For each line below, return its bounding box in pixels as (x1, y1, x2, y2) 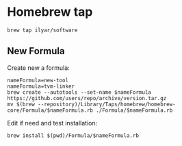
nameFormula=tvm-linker (7, 83, 75, 90)
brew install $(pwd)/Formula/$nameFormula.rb (7, 132, 139, 139)
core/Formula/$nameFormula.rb (7, 107, 94, 114)
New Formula (7, 45, 65, 57)
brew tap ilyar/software (7, 27, 78, 34)
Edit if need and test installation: (7, 119, 98, 127)
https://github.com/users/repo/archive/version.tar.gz (7, 95, 167, 101)
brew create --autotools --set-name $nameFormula (7, 88, 152, 96)
